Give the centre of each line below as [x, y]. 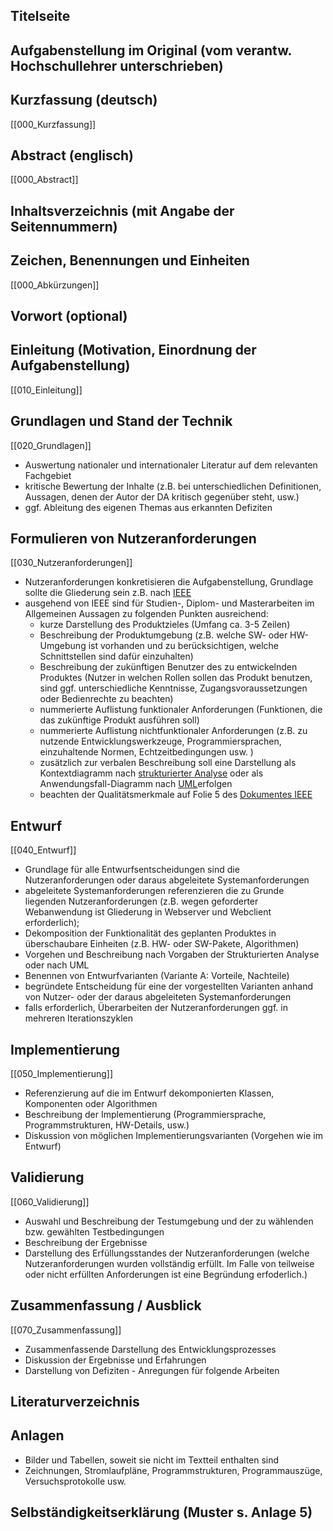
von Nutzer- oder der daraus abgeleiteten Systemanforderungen [158, 997]
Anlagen [37, 1435]
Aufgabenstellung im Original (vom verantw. [151, 50]
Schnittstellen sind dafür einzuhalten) [116, 656]
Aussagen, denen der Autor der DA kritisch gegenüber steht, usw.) [162, 496]
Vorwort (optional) [69, 316]
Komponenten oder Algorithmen [91, 1104]
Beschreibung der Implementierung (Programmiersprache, [145, 1115]
